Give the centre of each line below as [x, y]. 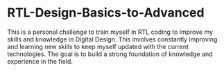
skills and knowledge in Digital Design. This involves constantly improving [112, 39]
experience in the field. [40, 61]
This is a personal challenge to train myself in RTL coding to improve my [110, 32]
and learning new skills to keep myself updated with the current [98, 46]
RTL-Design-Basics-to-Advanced [106, 13]
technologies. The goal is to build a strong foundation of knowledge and [110, 54]
